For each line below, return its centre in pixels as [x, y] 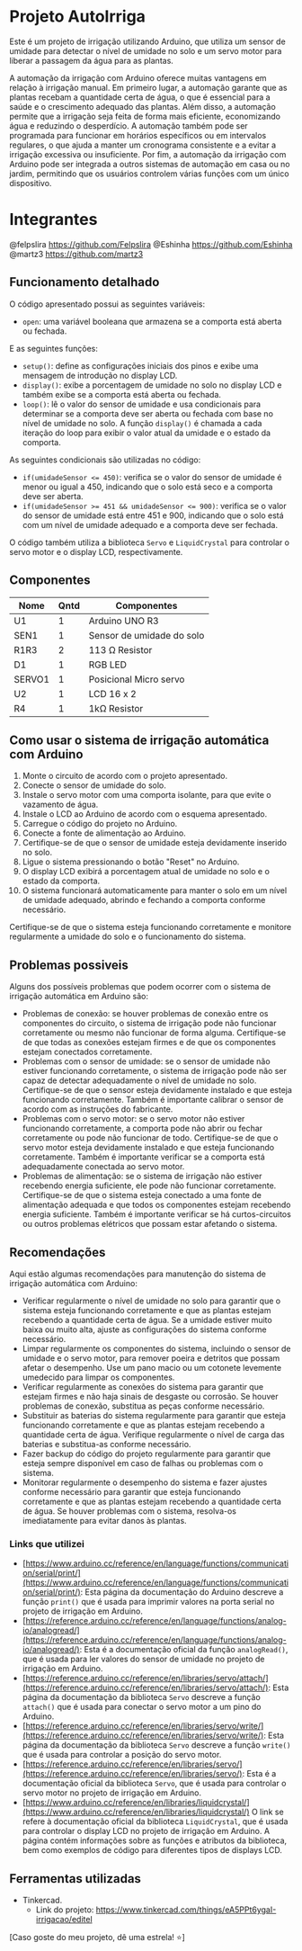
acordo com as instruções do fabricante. [98, 1109]
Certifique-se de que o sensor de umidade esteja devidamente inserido [155, 843]
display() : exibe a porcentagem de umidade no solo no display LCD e [152, 385]
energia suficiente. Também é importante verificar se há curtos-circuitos [157, 1214]
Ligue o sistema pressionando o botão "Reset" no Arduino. [131, 862]
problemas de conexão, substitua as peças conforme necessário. [143, 1406]
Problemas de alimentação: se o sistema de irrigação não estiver [142, 1177]
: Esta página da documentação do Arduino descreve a [182, 1592]
